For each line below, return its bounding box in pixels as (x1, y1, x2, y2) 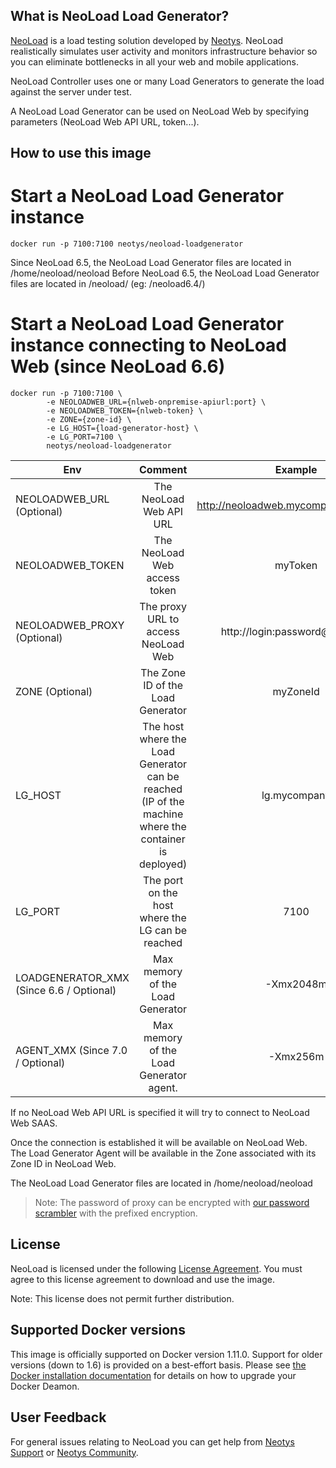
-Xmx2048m (264, 977, 328, 991)
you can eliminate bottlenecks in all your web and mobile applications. (10, 55, 299, 68)
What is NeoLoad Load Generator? (10, 8, 230, 25)
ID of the (143, 679, 184, 693)
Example (274, 463, 318, 477)
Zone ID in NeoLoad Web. (10, 1158, 117, 1170)
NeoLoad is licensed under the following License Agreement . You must (10, 1262, 303, 1274)
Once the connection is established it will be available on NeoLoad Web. (10, 1137, 308, 1149)
